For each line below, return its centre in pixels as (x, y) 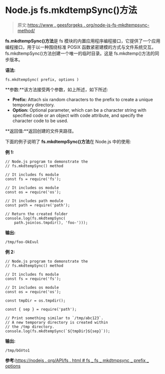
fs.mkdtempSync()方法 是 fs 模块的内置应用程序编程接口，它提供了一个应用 (83, 41)
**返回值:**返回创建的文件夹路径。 (41, 131)
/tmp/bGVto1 (17, 350)
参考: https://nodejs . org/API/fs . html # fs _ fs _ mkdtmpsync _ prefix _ (77, 360)
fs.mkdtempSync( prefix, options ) (42, 80)
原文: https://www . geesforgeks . (51, 25)
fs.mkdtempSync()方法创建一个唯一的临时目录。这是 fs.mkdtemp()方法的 (80, 53)
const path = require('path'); (38, 205)
